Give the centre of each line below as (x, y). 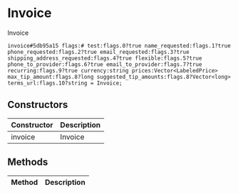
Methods (28, 162)
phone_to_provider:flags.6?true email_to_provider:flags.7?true (105, 64)
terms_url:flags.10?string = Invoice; (65, 83)
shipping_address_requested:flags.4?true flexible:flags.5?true (105, 58)
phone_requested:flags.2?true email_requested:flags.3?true (99, 52)
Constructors (38, 105)
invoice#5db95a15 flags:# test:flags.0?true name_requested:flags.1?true (119, 45)
